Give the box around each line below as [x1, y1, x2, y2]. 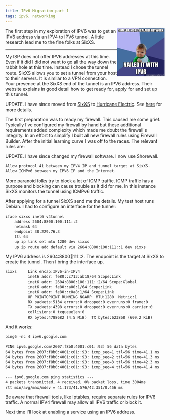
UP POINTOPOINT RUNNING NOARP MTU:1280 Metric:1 [27, 294, 137, 299]
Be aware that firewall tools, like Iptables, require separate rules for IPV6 [5, 394, 156, 400]
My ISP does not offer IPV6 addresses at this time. [5, 53, 110, 59]
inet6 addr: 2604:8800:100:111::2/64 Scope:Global [27, 279, 137, 284]
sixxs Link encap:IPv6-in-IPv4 [5, 269, 80, 274]
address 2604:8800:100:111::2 [14, 219, 78, 224]
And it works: [5, 324, 33, 330]
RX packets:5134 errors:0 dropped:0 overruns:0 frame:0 [27, 299, 148, 304]
